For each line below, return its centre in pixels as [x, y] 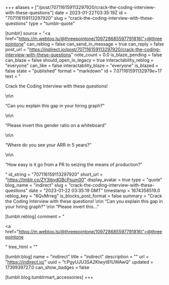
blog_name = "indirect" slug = [36, 185]
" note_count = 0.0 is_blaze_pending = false [117, 55]
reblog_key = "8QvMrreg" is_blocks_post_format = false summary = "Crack [84, 196]
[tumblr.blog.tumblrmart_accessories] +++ [49, 277]
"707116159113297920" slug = [36, 18]
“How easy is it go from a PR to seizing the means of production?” [74, 165]
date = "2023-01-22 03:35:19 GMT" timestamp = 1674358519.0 [94, 190]
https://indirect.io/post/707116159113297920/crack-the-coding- [95, 49]
